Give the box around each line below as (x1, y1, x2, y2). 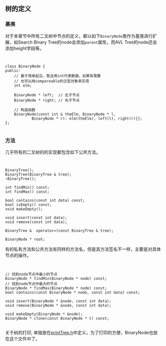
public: (5, 68, 21, 73)
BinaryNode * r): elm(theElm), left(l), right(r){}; (31, 116, 142, 121)
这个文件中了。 (9, 336, 40, 342)
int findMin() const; (5, 185, 50, 190)
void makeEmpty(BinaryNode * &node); (5, 311, 83, 316)
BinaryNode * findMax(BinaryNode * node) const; (5, 286, 107, 291)
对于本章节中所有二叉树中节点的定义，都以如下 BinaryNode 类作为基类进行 (5, 33, 153, 39)
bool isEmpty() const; (5, 202, 52, 207)
